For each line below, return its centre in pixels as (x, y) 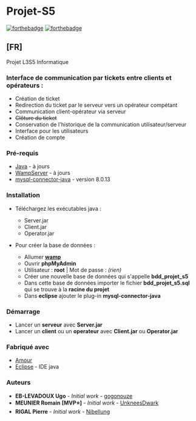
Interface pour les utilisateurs (52, 131)
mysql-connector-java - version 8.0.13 (63, 179)
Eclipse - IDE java (37, 367)
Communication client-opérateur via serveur (70, 111)
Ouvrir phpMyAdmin (50, 263)
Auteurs (19, 383)
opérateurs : (25, 85)
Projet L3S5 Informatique (38, 62)
